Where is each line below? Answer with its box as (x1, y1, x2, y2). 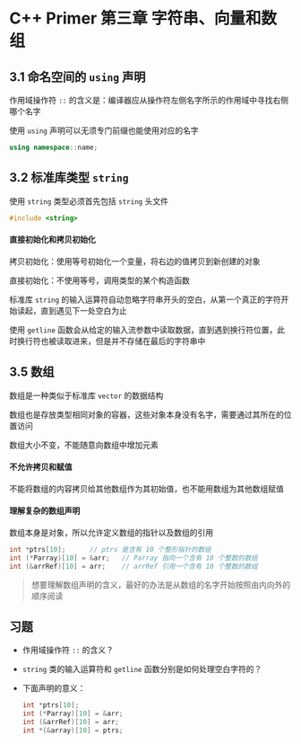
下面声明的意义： (21, 683, 86, 694)
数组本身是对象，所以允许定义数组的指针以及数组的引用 (9, 527, 213, 537)
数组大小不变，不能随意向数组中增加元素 (9, 439, 159, 450)
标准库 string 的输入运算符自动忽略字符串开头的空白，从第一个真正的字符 (9, 294, 281, 305)
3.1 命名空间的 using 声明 (9, 69, 146, 84)
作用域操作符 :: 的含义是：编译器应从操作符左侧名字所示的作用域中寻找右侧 (9, 95, 289, 105)
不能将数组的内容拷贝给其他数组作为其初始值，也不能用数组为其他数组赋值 (9, 483, 284, 494)
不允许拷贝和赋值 (9, 462, 73, 473)
